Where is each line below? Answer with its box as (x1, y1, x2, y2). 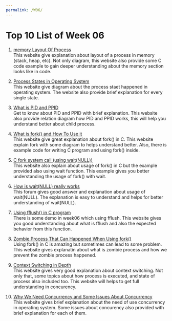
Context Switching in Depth (13, 262, 71, 268)
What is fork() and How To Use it (13, 131, 82, 137)
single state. (13, 94, 39, 100)
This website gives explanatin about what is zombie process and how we (13, 246, 167, 252)
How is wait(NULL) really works (13, 183, 80, 189)
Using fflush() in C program (13, 209, 71, 216)
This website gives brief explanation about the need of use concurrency (13, 299, 165, 305)
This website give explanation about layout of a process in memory (13, 52, 155, 58)
